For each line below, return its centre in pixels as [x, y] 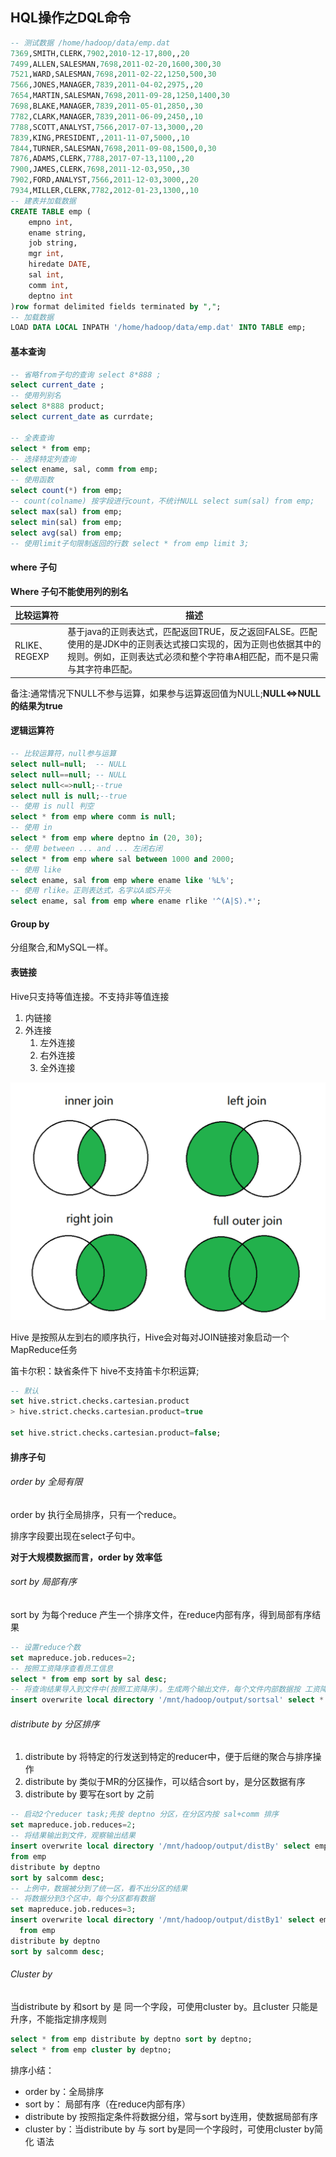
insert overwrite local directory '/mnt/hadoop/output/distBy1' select [162, 1920]
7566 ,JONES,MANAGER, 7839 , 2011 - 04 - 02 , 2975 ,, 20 [106, 85]
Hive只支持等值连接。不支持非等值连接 [90, 996]
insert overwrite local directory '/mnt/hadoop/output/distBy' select [160, 1846]
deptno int [51, 296]
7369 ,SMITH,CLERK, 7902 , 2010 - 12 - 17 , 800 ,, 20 [100, 53]
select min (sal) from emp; [66, 522]
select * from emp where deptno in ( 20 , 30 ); [106, 838]
